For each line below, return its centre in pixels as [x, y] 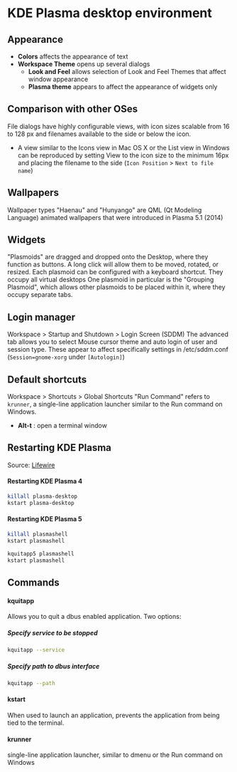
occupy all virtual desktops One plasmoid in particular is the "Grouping [111, 280]
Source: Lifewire [31, 465]
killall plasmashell [38, 534]
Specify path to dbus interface [54, 666]
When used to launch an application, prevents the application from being [114, 715]
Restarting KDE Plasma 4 [45, 481]
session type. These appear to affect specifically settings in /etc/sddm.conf [118, 350]
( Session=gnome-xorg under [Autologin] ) [66, 357]
